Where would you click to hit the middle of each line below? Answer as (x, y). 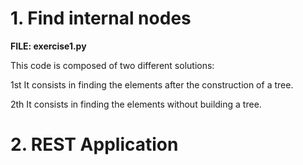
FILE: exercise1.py (48, 46)
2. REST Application (94, 144)
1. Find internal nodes (101, 18)
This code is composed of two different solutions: (112, 65)
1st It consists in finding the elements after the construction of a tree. (152, 84)
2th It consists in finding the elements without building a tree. (136, 104)
